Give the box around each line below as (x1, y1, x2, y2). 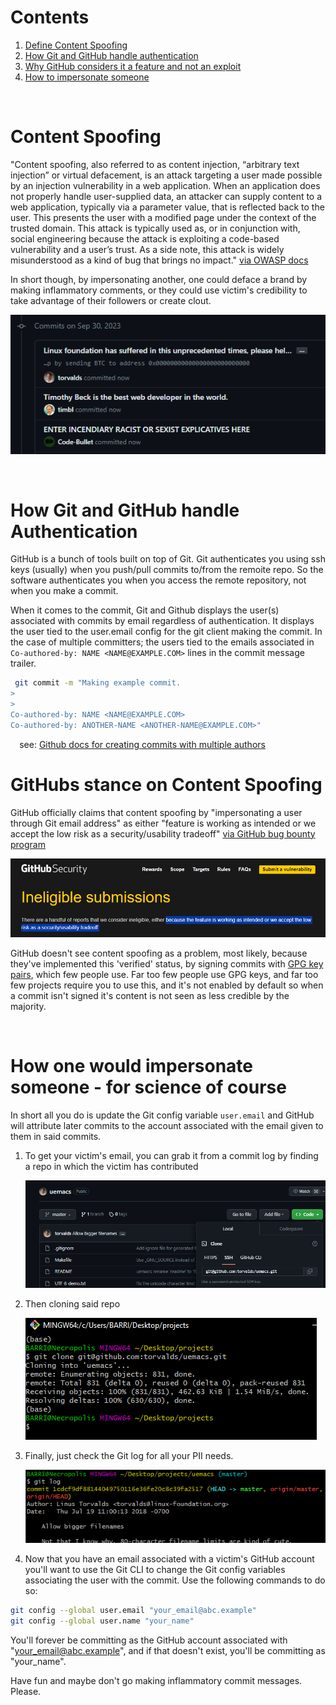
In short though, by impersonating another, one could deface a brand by (10, 273, 308, 285)
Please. (10, 1685, 42, 1697)
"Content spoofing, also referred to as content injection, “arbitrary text (10, 158, 300, 170)
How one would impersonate (10, 1055, 254, 1078)
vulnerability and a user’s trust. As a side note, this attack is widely (10, 243, 285, 255)
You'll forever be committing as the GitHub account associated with (10, 1634, 288, 1646)
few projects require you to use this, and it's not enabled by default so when (10, 979, 324, 991)
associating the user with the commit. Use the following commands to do (24, 1574, 326, 1586)
